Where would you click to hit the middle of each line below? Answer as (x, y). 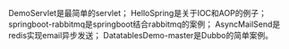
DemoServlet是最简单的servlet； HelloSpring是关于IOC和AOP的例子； (138, 13)
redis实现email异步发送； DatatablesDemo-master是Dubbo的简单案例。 (141, 35)
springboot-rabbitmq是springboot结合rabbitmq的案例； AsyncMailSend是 (144, 24)
